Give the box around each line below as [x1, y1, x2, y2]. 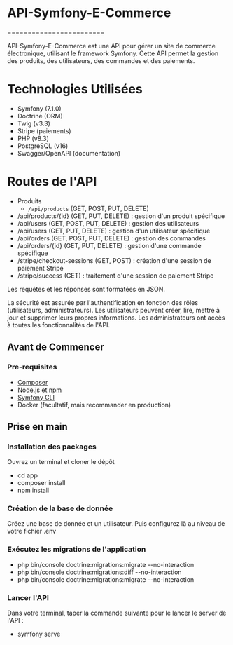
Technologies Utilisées [7, 81, 143, 97]
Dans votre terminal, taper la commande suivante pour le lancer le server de [7, 609, 227, 618]
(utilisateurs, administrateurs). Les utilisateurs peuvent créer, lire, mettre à [7, 306, 220, 314]
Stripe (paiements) [17, 126, 71, 135]
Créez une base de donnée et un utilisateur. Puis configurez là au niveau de [7, 520, 225, 528]
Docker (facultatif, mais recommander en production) [17, 400, 171, 409]
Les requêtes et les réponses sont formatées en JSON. [7, 285, 166, 293]
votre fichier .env [7, 527, 57, 536]
